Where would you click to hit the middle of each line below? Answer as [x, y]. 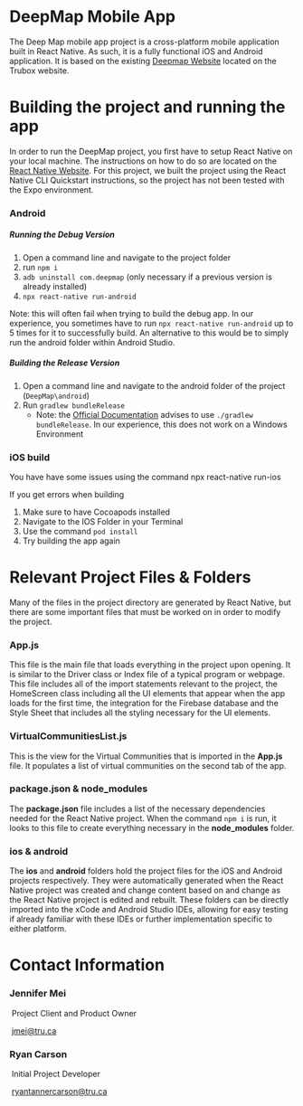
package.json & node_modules [79, 789]
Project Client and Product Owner [74, 1013]
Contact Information [87, 965]
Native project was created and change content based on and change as [145, 890]
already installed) [55, 286]
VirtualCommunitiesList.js [68, 736]
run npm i [40, 267]
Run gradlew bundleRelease [73, 405]
